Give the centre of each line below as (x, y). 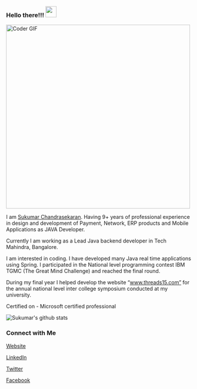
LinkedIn (16, 357)
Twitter (15, 368)
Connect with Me (31, 333)
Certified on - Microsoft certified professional (61, 307)
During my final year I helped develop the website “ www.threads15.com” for (98, 282)
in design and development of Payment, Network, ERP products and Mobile (97, 223)
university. (19, 295)
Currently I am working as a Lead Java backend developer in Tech (86, 241)
